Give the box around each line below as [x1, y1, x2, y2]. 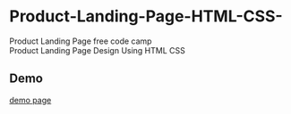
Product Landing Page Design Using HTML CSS [9, 45, 186, 55]
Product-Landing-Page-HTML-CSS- [9, 6, 284, 27]
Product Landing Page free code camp [9, 36, 152, 46]
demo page [9, 94, 52, 105]
